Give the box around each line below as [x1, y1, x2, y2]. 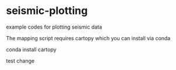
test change [6, 57, 35, 64]
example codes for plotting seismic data [6, 23, 103, 30]
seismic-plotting [6, 4, 88, 17]
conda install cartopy [6, 45, 57, 53]
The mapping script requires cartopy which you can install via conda [6, 34, 171, 41]
